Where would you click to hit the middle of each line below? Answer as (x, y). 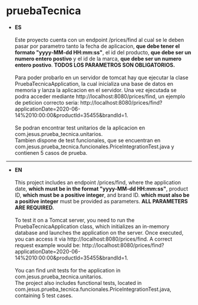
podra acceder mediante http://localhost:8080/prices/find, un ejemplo (100, 96)
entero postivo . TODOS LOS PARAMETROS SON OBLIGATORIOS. (95, 65)
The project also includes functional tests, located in (78, 283)
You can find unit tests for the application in (67, 270)
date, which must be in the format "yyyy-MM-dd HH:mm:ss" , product (101, 189)
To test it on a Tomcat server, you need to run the (75, 220)
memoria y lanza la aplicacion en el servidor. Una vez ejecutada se (95, 90)
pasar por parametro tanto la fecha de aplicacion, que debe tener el (97, 46)
